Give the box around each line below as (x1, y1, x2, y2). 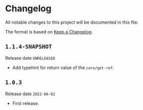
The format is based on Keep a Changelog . (5, 29, 93, 35)
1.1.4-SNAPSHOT (5, 43, 52, 50)
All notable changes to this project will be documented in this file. (5, 19, 139, 25)
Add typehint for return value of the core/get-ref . (12, 65, 114, 71)
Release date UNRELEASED (5, 55, 56, 61)
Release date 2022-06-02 (5, 91, 56, 97)
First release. (12, 100, 39, 106)
